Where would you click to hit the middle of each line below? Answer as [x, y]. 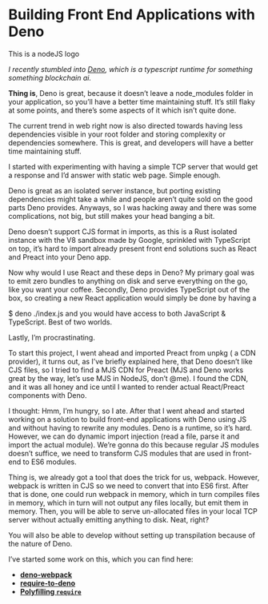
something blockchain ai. [50, 77]
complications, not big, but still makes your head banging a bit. [112, 216]
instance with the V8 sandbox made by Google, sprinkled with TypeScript [129, 240]
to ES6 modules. [50, 462]
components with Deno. [48, 395]
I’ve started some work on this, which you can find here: [101, 559]
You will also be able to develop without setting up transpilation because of [132, 535]
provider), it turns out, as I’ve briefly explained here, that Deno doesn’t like [131, 361]
